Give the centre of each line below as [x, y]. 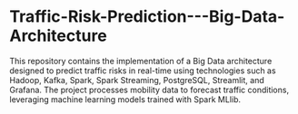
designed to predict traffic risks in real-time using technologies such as [143, 71]
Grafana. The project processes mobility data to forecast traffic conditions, [149, 90]
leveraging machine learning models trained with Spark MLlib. [125, 99]
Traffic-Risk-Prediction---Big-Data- [147, 17]
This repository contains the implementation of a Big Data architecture [141, 61]
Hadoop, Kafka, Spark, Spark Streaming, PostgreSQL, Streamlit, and [137, 80]
